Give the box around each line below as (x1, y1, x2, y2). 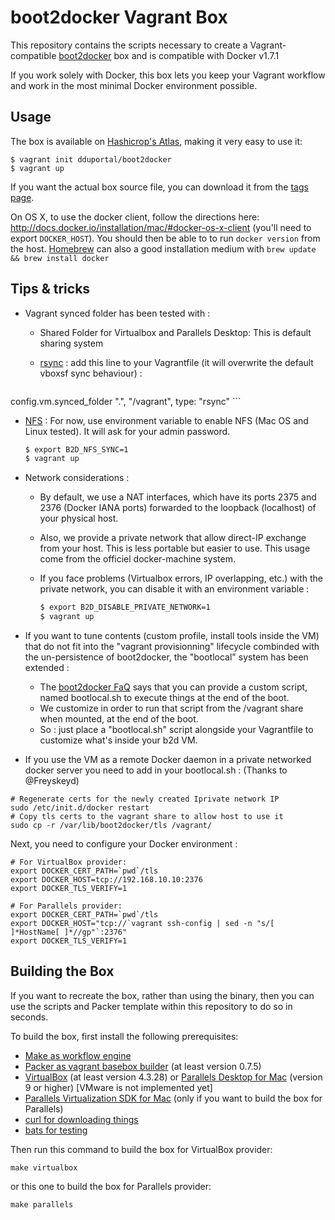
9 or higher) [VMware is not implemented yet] (24, 1081, 213, 1093)
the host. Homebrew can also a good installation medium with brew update (10, 242, 317, 255)
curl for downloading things (24, 1113, 139, 1125)
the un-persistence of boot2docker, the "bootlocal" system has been (24, 651, 309, 663)
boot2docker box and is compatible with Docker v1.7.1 (58, 49, 280, 61)
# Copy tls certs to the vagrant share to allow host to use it (10, 812, 284, 822)
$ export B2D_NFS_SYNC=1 (24, 444, 129, 455)
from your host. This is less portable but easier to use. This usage (39, 542, 311, 555)
